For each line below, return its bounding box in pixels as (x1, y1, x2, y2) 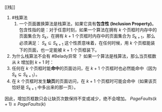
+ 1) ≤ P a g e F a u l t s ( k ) (4, 101, 46, 107)
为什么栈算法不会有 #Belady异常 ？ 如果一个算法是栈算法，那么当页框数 (11, 53, 157, 59)
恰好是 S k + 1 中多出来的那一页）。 (11, 85, 79, 91)
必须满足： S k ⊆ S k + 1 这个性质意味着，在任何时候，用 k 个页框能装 (19, 40, 155, 47)
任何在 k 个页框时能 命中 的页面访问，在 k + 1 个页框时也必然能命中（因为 (11, 65, 157, 71)
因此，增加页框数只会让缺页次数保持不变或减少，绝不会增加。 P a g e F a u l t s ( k (4, 96, 157, 102)
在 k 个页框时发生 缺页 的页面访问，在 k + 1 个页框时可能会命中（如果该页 (11, 78, 157, 84)
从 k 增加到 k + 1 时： (11, 59, 54, 65)
